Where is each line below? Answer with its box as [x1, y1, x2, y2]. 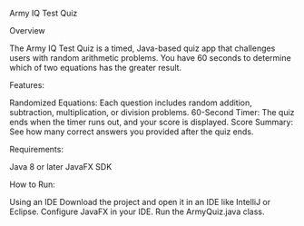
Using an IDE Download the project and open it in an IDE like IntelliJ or [9, 197, 271, 207]
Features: [9, 80, 45, 90]
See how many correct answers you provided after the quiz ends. [9, 126, 254, 137]
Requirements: [9, 144, 64, 154]
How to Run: [9, 179, 56, 190]
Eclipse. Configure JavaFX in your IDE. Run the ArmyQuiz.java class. [9, 206, 265, 217]
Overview [9, 25, 45, 35]
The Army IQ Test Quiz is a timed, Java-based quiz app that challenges [9, 43, 276, 54]
